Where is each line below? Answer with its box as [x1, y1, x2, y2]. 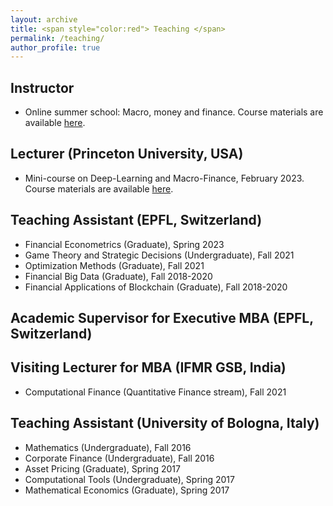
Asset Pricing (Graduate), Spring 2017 [24, 462, 181, 475]
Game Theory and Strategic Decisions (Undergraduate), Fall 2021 [24, 249, 295, 261]
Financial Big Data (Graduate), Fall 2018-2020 [24, 270, 213, 282]
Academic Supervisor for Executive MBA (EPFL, [10, 310, 314, 327]
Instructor [10, 79, 75, 96]
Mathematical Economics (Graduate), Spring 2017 [24, 484, 230, 496]
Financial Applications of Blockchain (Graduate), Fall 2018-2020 [24, 281, 288, 293]
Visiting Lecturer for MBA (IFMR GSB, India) [10, 359, 287, 376]
